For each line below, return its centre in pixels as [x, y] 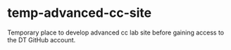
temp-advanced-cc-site [80, 13]
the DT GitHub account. [42, 39]
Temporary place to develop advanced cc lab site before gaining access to [116, 32]
